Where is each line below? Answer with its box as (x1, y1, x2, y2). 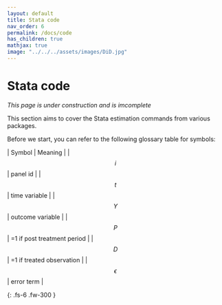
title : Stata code (7, 17, 60, 23)
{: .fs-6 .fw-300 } (7, 291, 56, 299)
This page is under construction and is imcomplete (7, 101, 151, 109)
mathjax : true (7, 42, 48, 49)
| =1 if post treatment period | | (7, 234, 94, 242)
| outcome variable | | (7, 213, 68, 221)
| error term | (7, 277, 43, 286)
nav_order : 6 (7, 23, 45, 30)
